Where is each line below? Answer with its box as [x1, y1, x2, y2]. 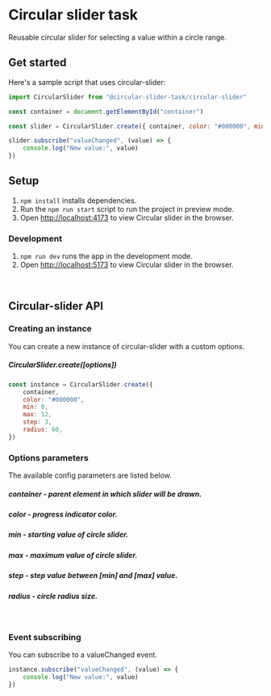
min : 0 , [23, 403, 48, 411]
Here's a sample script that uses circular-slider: [8, 77, 166, 86]
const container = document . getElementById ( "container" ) [8, 108, 204, 116]
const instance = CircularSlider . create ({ [8, 380, 153, 389]
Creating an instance [8, 323, 93, 335]
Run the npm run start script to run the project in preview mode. [19, 204, 235, 213]
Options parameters [8, 452, 89, 463]
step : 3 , [23, 418, 52, 426]
